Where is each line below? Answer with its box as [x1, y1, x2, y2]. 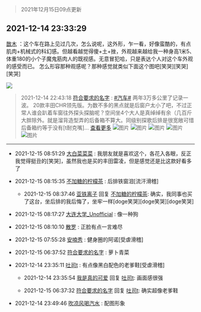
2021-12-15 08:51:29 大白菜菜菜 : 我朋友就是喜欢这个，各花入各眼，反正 [14, 150, 192, 157]
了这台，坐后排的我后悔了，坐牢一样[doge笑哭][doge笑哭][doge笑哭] [23, 198, 194, 205]
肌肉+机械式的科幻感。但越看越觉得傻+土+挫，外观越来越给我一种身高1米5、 [6, 47, 195, 54]
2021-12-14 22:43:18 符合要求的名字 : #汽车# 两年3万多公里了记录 [20, 94, 184, 101]
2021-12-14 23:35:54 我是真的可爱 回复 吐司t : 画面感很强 [23, 274, 163, 281]
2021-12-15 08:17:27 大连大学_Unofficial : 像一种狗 [14, 210, 139, 217]
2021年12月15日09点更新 [20, 6, 82, 13]
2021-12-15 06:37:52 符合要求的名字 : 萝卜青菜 [14, 249, 130, 256]
